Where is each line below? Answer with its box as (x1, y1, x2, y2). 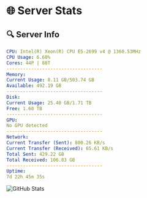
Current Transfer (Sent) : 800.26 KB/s (6, 140, 105, 146)
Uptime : (6, 168, 26, 175)
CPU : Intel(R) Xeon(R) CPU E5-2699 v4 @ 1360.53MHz (6, 48, 141, 55)
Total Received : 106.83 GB (6, 157, 75, 163)
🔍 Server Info (6, 29, 60, 40)
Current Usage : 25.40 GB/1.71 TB (6, 99, 92, 106)
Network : (6, 134, 29, 140)
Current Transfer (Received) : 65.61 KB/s (6, 145, 114, 151)
